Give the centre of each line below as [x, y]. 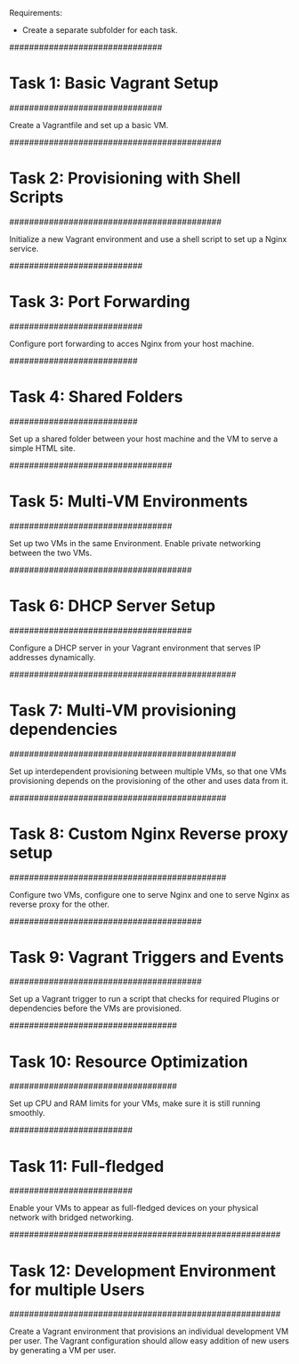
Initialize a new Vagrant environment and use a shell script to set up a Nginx [148, 238]
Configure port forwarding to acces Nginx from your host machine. [132, 343]
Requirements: [36, 13]
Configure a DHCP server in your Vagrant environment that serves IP [135, 648]
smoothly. [28, 1113]
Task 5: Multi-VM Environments [129, 501]
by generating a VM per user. [63, 1351]
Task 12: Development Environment [143, 1271]
